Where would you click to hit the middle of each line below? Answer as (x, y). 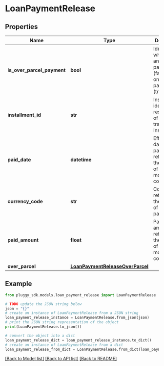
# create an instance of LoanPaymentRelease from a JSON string (72, 313)
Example (19, 284)
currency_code (25, 201)
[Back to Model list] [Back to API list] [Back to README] (61, 359)
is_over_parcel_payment (37, 70)
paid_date (19, 160)
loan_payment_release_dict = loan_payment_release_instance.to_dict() (78, 340)
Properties (21, 27)
